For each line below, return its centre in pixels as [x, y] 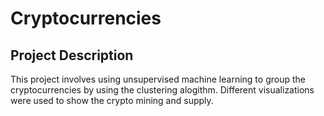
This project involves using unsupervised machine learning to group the [158, 79]
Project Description [72, 55]
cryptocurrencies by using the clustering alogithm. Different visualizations [162, 90]
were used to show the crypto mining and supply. [112, 100]
